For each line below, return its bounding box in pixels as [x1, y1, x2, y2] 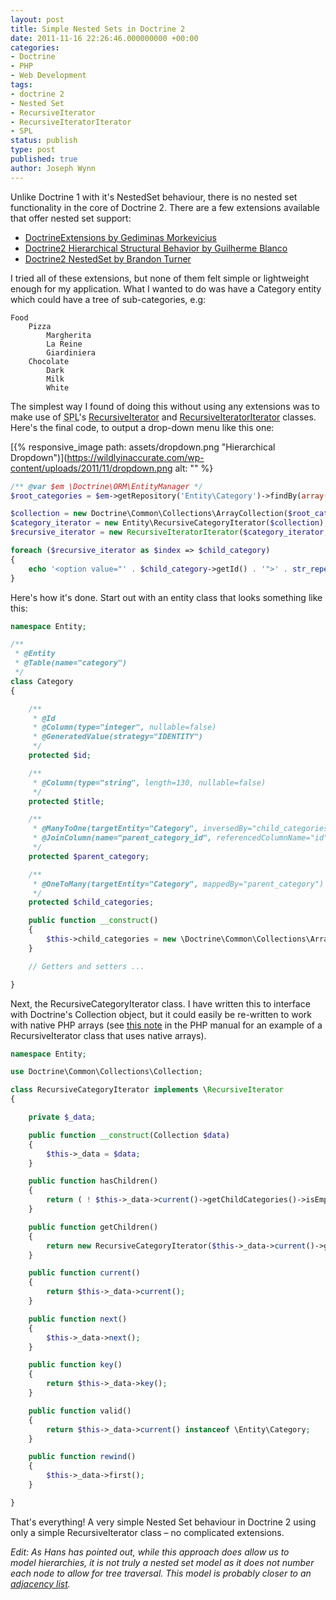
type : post [10, 145, 56, 155]
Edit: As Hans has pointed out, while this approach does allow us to [10, 1546, 290, 1558]
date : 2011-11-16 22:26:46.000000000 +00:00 [10, 33, 199, 43]
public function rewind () [28, 1452, 137, 1462]
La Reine [46, 339, 83, 349]
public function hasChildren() [28, 1176, 159, 1186]
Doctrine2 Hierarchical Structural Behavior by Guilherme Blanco [24, 242, 288, 254]
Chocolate [28, 356, 70, 366]
